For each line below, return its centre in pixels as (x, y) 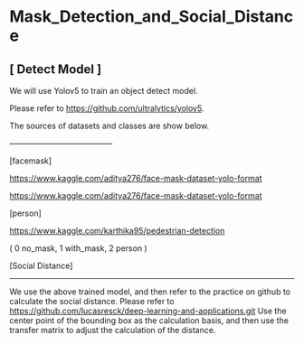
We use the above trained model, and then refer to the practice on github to (150, 292)
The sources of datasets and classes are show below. (109, 126)
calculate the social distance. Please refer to (92, 301)
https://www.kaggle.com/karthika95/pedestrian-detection (117, 231)
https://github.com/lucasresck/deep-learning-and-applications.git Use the (148, 311)
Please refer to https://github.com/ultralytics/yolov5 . (107, 108)
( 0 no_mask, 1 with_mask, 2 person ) (78, 248)
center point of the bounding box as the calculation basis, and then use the (149, 321)
